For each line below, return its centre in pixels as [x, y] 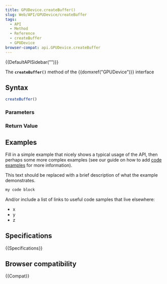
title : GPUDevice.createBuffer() [40, 10]
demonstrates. [20, 180]
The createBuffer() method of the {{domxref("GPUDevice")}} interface [80, 72]
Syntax [17, 88]
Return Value [22, 126]
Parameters [20, 112]
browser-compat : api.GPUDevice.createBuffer [53, 48]
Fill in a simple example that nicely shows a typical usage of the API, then [81, 154]
